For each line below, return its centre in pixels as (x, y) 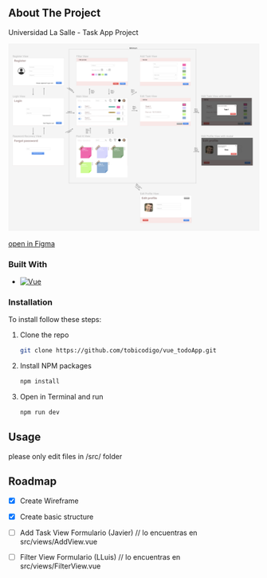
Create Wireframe (49, 501)
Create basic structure (57, 517)
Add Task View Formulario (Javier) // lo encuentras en (108, 533)
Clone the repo (44, 335)
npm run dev (39, 413)
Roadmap (33, 482)
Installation (31, 302)
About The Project (55, 13)
